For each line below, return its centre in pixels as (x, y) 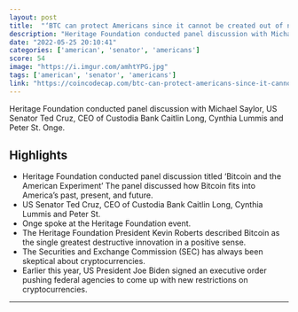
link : (19, 83)
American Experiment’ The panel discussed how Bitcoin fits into (138, 186)
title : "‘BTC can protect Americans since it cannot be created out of (146, 26)
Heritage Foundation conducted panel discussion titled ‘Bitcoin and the (152, 176)
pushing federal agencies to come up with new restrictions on (135, 280)
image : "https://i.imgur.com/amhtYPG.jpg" (89, 67)
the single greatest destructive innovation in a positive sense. (134, 242)
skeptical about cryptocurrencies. (84, 261)
